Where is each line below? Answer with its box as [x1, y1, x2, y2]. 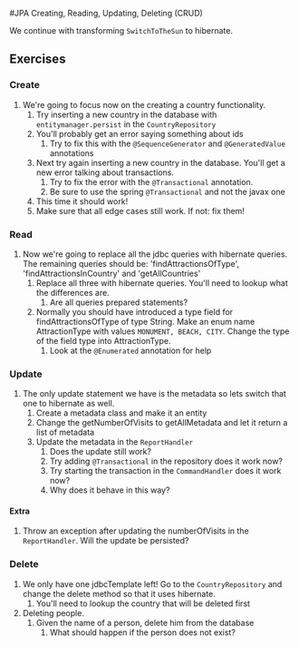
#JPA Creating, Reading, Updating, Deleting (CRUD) [9, 8, 204, 18]
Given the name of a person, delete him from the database [35, 617, 255, 628]
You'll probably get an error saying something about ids [35, 128, 244, 139]
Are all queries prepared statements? [49, 297, 188, 308]
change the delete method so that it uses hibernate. [22, 588, 216, 599]
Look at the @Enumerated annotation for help [49, 345, 212, 356]
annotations [49, 147, 94, 158]
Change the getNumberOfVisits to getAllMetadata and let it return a [35, 417, 288, 428]
